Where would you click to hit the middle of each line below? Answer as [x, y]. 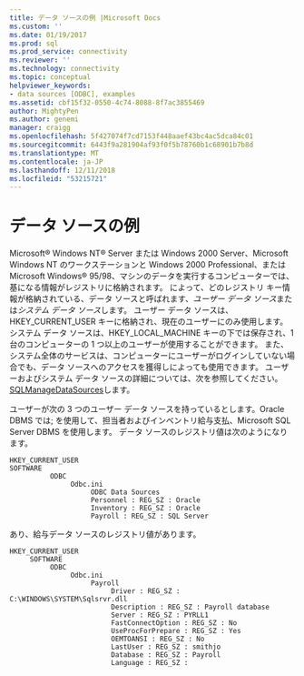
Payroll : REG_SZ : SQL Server [149, 516]
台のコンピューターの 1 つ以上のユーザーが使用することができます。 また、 [149, 344]
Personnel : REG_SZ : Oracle [146, 500]
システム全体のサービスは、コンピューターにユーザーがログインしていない [148, 356]
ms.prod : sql [34, 43]
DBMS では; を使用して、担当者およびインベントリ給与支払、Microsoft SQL [150, 420]
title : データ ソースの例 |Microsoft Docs [85, 18]
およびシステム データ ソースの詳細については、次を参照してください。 [150, 378]
